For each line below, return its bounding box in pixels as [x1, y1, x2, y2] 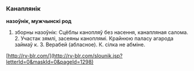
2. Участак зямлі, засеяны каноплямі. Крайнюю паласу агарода [14, 35, 174, 42]
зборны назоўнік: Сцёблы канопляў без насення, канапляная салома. [14, 29, 188, 36]
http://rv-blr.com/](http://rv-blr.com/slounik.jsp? [8, 53, 123, 59]
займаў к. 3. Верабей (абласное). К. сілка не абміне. [14, 41, 146, 48]
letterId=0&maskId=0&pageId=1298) [6, 58, 94, 65]
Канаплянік [6, 5, 41, 13]
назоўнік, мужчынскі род [6, 18, 72, 25]
